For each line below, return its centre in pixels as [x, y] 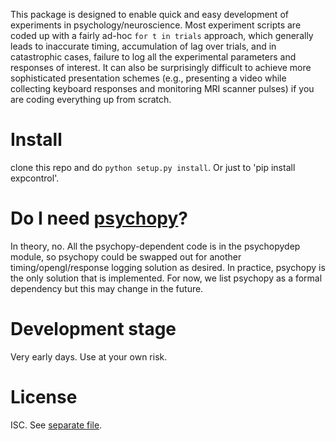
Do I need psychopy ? [99, 218]
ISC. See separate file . [56, 425]
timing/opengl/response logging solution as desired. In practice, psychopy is [168, 267]
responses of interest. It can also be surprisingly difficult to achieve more [161, 67]
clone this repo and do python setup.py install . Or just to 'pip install [153, 167]
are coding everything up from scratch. [91, 99]
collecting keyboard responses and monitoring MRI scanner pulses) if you [162, 88]
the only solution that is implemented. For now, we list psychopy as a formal [166, 278]
